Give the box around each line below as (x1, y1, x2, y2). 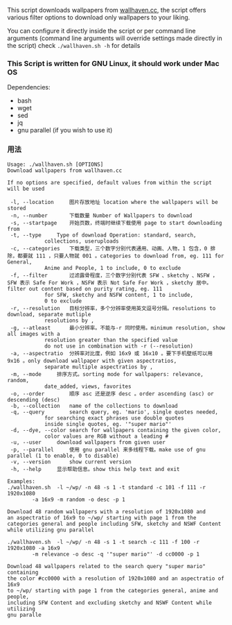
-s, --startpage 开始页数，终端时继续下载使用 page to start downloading (10, 219, 222, 226)
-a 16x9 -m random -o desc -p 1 (32, 496, 126, 503)
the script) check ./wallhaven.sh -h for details (7, 42, 141, 49)
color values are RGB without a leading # (44, 433, 169, 440)
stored (7, 205, 26, 212)
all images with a (7, 330, 60, 337)
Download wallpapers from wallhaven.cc (7, 166, 123, 174)
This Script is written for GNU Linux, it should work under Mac (7, 58, 220, 68)
